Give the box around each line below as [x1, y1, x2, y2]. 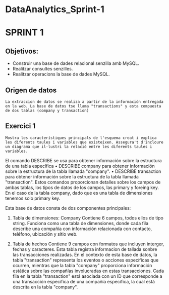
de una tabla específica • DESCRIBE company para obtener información [5, 163, 155, 169]
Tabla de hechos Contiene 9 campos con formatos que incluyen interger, [12, 241, 164, 247]
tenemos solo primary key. [5, 195, 61, 201]
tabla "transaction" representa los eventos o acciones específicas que [12, 257, 159, 263]
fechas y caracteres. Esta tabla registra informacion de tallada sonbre [12, 246, 157, 252]
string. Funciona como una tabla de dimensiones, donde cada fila [12, 220, 149, 226]
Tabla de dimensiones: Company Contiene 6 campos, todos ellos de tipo [12, 214, 164, 221]
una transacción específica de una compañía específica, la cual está [12, 278, 155, 284]
